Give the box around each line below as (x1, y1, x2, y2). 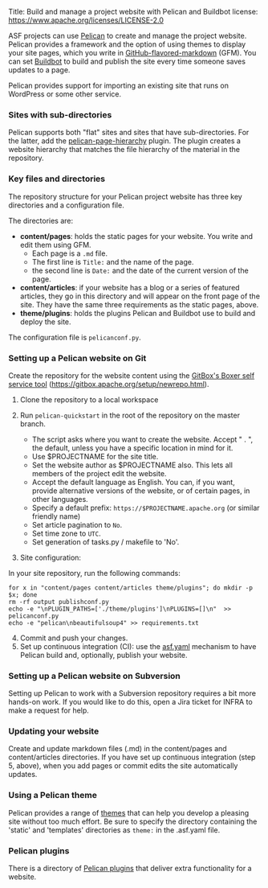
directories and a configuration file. (8, 200, 124, 210)
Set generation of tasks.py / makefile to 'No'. (31, 536, 180, 546)
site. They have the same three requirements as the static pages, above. (19, 299, 259, 309)
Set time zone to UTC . (31, 528, 102, 538)
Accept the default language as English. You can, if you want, (31, 477, 235, 487)
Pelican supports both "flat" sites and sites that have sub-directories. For (8, 128, 250, 138)
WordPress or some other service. (8, 89, 122, 99)
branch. (19, 418, 47, 429)
